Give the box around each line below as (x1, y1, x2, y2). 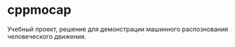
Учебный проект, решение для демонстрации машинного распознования (7, 25, 229, 33)
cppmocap (7, 2, 72, 18)
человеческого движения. (7, 32, 87, 40)
